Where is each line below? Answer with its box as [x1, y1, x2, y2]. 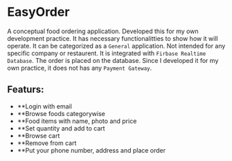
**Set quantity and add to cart [17, 124, 105, 132]
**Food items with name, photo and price [17, 117, 137, 125]
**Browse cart [17, 131, 60, 140]
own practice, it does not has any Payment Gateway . [7, 64, 152, 72]
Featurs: [7, 84, 44, 95]
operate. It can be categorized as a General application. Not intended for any [7, 41, 226, 50]
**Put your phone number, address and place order [17, 146, 166, 154]
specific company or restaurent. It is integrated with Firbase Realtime [7, 49, 206, 57]
